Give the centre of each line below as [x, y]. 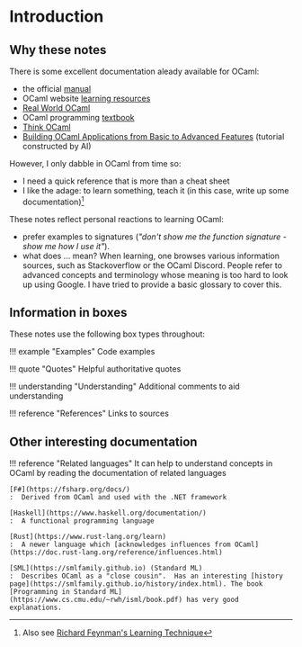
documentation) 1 [53, 201]
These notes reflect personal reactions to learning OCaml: [117, 219]
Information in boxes [68, 313]
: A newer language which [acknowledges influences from [120, 545]
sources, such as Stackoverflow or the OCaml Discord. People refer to [152, 265]
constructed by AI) [57, 146]
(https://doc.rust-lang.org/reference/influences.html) [116, 553]
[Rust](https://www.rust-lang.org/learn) [88, 537]
